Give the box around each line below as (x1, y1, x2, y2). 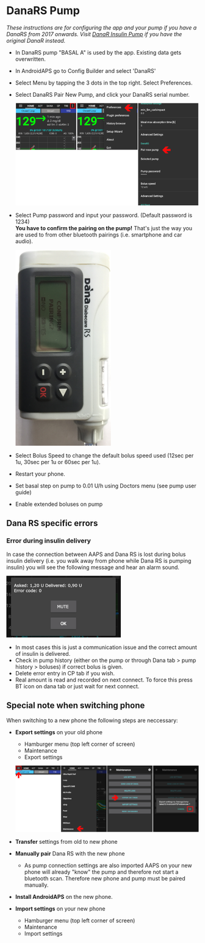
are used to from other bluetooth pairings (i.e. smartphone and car (15, 231, 182, 239)
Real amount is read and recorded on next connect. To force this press (15, 676, 193, 683)
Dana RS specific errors (6, 518, 98, 528)
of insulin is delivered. (15, 650, 71, 657)
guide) (15, 489, 32, 496)
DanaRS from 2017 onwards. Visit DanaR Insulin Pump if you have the (6, 30, 182, 37)
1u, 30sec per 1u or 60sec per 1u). (15, 459, 101, 466)
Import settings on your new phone (15, 904, 106, 912)
